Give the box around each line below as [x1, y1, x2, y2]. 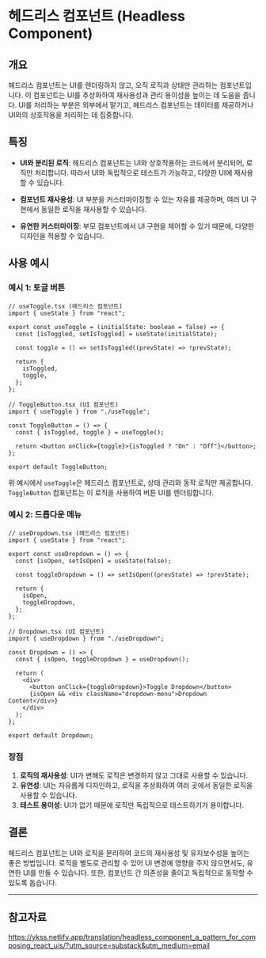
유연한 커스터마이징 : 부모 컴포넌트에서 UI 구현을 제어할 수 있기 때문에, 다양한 [19, 221, 255, 230]
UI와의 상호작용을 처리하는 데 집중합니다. [8, 110, 134, 119]
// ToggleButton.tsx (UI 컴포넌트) [8, 400, 119, 408]
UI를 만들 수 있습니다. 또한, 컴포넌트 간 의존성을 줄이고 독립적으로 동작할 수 [22, 868, 253, 877]
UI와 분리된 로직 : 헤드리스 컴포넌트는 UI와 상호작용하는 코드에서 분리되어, [19, 157, 245, 167]
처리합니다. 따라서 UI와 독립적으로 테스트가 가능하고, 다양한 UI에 [34, 168, 233, 177]
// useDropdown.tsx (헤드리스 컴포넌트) [8, 529, 131, 537]
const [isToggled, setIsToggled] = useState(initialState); [15, 330, 218, 338]
